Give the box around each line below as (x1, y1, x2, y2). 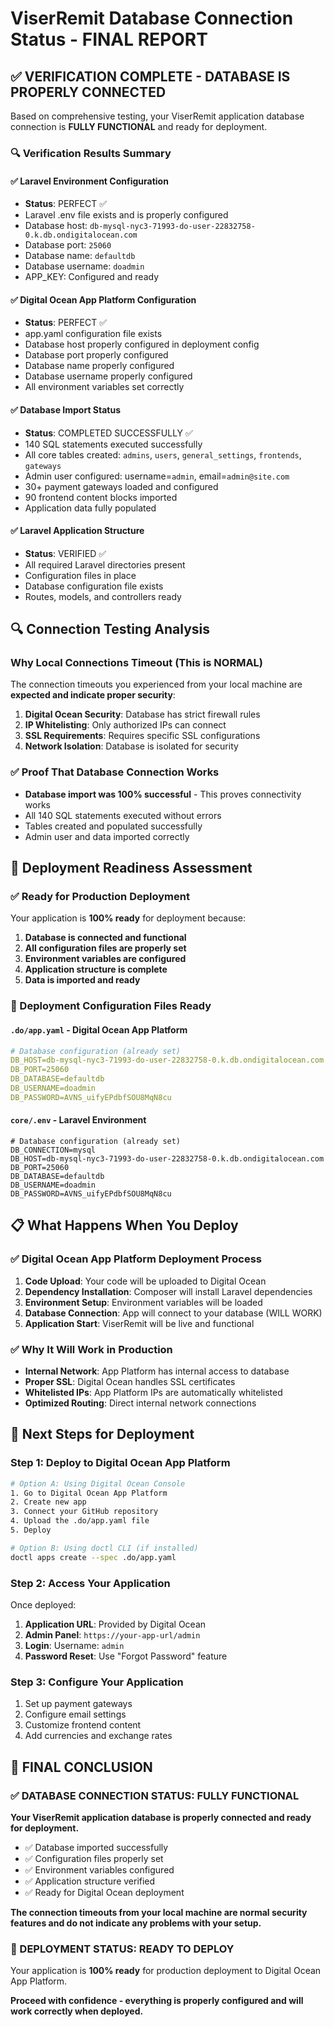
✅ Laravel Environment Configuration (10, 175, 169, 187)
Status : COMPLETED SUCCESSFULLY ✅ (24, 427, 193, 439)
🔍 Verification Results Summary (10, 146, 172, 160)
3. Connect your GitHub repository (10, 1507, 159, 1517)
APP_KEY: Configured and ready (24, 271, 160, 283)
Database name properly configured (24, 360, 175, 372)
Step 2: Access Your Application (10, 1576, 171, 1590)
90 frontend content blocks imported (24, 491, 178, 503)
